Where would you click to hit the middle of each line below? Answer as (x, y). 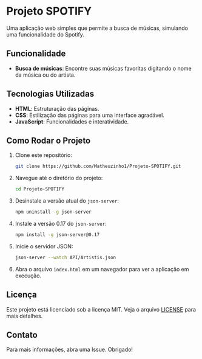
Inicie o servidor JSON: (44, 246)
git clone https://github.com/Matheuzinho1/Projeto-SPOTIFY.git (98, 166)
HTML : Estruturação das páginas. (57, 108)
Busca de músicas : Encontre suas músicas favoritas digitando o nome (103, 68)
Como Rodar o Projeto (49, 140)
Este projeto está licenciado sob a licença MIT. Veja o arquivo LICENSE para (101, 309)
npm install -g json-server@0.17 (57, 235)
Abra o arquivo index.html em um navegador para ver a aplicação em (102, 269)
